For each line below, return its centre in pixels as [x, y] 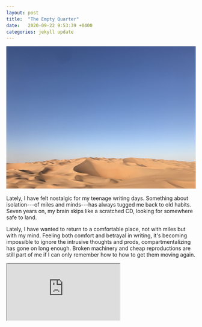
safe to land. [22, 217]
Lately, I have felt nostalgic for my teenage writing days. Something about [97, 198]
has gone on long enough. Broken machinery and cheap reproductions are [99, 248]
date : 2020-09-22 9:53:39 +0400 [50, 25]
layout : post [23, 13]
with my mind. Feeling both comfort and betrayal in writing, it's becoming [97, 235]
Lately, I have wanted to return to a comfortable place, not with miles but [96, 229]
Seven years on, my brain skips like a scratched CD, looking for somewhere [100, 211]
